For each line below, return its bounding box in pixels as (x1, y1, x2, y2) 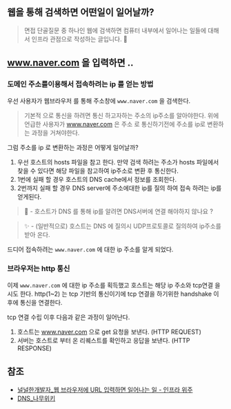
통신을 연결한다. (19, 298, 63, 306)
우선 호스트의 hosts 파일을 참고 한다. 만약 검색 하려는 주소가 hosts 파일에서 (17, 158, 219, 166)
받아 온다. (23, 230, 50, 238)
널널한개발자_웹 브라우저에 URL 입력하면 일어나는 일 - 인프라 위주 (17, 386, 193, 394)
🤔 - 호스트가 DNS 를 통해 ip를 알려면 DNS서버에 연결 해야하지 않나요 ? (23, 207, 214, 216)
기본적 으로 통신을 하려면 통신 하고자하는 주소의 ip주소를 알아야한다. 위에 (23, 111, 219, 120)
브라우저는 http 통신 (7, 264, 70, 274)
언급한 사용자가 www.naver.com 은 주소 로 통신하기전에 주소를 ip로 (23, 120, 205, 128)
